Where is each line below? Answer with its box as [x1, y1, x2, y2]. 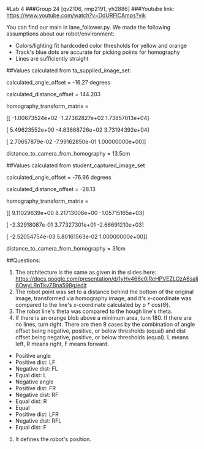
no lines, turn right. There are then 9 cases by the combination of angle [15, 321, 195, 328]
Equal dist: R [15, 398, 47, 405]
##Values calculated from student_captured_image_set [6, 162, 145, 169]
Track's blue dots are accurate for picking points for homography [15, 48, 180, 56]
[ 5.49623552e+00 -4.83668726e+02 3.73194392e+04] [6, 126, 149, 134]
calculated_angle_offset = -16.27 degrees [6, 79, 111, 86]
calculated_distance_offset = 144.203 [6, 91, 101, 97]
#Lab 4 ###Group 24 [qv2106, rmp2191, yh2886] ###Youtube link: [6, 6, 175, 12]
